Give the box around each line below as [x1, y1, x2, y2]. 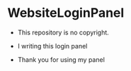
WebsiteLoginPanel [7, 5, 125, 21]
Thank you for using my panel [17, 55, 105, 64]
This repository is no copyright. [17, 28, 110, 37]
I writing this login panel [17, 41, 88, 50]
